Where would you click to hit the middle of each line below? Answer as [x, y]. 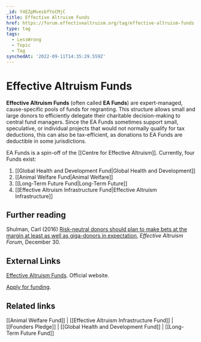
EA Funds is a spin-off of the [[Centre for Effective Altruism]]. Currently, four [100, 152]
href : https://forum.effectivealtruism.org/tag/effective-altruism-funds [100, 23]
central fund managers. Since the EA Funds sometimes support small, [92, 122]
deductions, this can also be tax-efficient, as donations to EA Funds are [94, 134]
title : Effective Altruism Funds [48, 17]
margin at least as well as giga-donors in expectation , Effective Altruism [95, 236]
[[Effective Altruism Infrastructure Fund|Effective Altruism [86, 190]
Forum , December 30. [33, 242]
